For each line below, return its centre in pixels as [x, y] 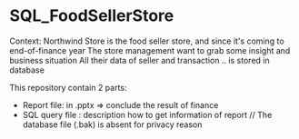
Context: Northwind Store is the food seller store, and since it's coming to [147, 41]
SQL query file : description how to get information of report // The [147, 114]
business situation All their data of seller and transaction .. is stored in [140, 60]
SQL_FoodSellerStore [92, 16]
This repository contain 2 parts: [68, 87]
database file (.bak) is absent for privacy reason [112, 124]
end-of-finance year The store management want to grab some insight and [150, 50]
